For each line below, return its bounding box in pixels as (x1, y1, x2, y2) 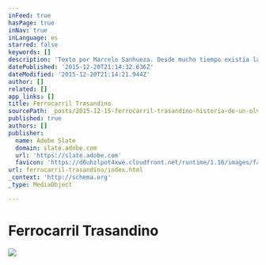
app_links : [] (8, 93, 55, 100)
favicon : (15, 159, 44, 167)
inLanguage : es (8, 33, 59, 42)
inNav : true (8, 26, 47, 34)
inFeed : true (8, 11, 51, 20)
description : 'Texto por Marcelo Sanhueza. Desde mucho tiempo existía (8, 56, 249, 64)
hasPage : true (8, 19, 55, 27)
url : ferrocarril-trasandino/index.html (8, 166, 144, 174)
